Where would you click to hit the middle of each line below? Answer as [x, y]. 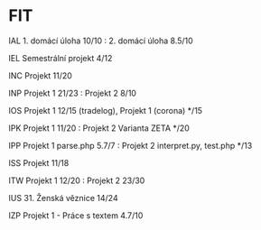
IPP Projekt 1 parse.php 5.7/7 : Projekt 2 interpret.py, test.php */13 [130, 145]
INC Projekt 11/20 [41, 75]
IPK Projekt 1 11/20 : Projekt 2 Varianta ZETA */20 [99, 128]
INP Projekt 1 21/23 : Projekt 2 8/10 [73, 93]
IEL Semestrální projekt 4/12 [61, 58]
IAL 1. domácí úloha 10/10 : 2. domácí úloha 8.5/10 [101, 41]
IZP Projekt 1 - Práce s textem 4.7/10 [76, 215]
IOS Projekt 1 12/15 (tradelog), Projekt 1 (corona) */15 [106, 110]
